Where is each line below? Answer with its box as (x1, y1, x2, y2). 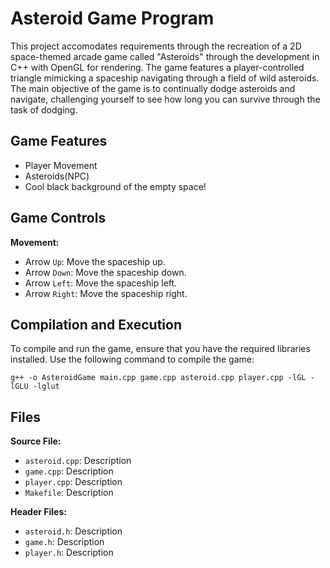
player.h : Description (24, 547, 114, 559)
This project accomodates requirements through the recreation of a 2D (10, 40, 302, 52)
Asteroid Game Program (10, 7, 215, 30)
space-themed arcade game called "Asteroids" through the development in (10, 50, 320, 62)
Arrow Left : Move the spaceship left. (24, 277, 178, 289)
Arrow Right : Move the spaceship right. (24, 287, 188, 299)
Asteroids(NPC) (24, 170, 90, 182)
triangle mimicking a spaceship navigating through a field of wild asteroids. (10, 72, 320, 84)
